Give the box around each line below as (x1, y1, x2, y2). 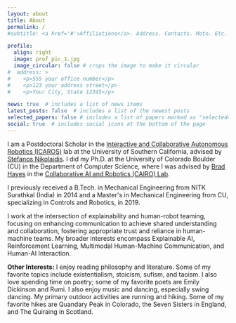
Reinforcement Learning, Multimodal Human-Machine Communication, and (7, 242, 225, 250)
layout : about (7, 10, 49, 18)
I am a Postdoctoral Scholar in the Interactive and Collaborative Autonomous (7, 140, 228, 148)
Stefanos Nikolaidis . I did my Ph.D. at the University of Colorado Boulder (7, 154, 216, 163)
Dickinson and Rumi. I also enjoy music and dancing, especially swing (7, 285, 209, 294)
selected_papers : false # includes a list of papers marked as (7, 114, 197, 121)
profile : (7, 43, 33, 50)
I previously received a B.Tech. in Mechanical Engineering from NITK (7, 183, 206, 192)
